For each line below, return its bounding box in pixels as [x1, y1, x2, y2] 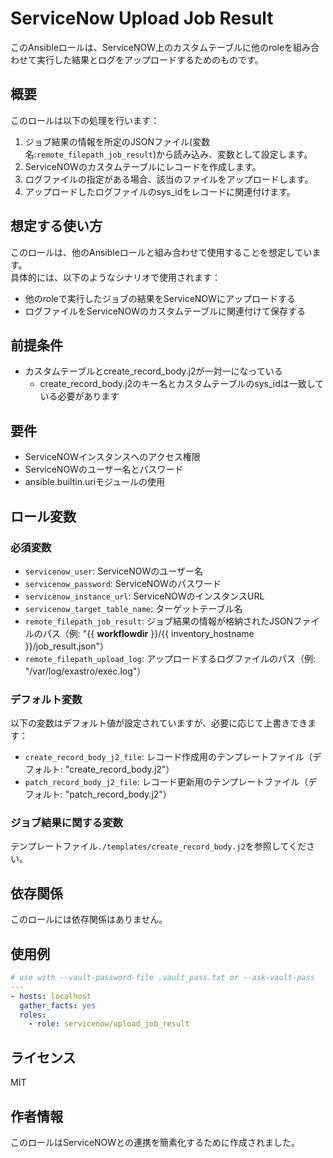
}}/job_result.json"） [24, 640, 110, 652]
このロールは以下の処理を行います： [10, 114, 160, 126]
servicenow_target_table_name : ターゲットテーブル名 [24, 602, 243, 614]
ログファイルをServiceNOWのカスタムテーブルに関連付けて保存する [24, 305, 307, 317]
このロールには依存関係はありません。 [10, 913, 168, 926]
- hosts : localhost [10, 991, 92, 1001]
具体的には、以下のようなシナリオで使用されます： [10, 271, 221, 283]
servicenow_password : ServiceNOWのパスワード [24, 577, 222, 589]
